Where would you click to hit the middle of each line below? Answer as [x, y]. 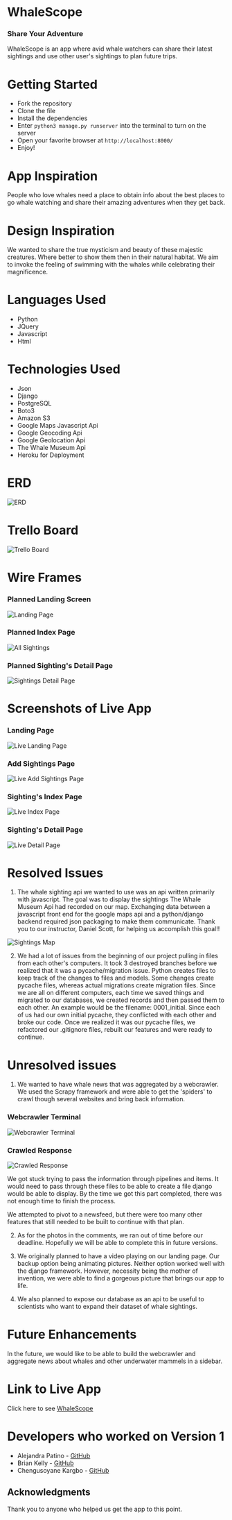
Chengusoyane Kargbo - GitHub [63, 1470]
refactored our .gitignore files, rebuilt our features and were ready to [115, 1030]
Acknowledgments [49, 1493]
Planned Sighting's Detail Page [60, 665]
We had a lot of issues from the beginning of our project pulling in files [117, 956]
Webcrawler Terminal [44, 1117]
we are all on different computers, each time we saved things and [110, 993]
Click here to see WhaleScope [50, 1408]
